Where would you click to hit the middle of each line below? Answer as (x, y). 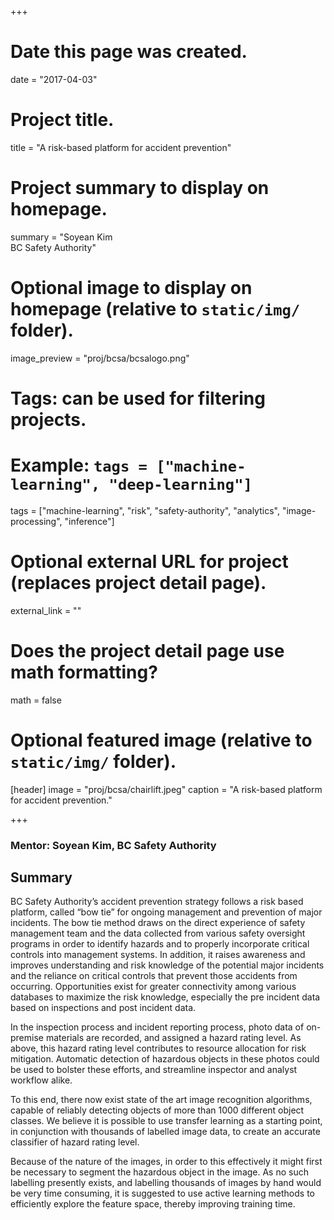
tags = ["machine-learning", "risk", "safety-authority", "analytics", (145, 510)
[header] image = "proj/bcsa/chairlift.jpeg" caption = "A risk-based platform (166, 789)
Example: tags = (79, 465)
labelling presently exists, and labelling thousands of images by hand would (166, 1183)
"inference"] (89, 521)
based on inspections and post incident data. (103, 1008)
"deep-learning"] (180, 485)
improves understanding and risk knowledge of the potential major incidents (167, 965)
